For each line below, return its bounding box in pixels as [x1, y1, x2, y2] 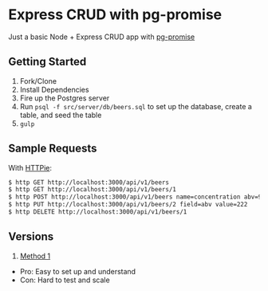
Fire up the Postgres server [19, 93, 110, 103]
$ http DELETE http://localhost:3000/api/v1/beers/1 [8, 208, 187, 216]
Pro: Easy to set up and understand [19, 266, 136, 276]
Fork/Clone [19, 76, 57, 85]
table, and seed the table [19, 110, 102, 120]
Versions [8, 230, 54, 244]
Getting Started [8, 55, 87, 69]
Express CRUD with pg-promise [8, 6, 222, 24]
